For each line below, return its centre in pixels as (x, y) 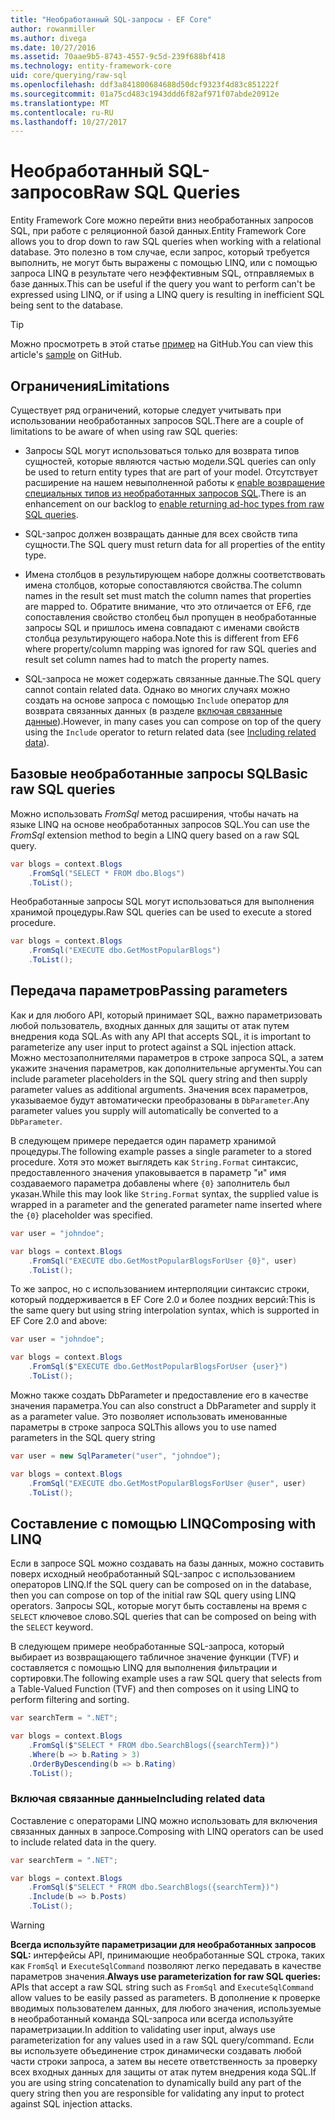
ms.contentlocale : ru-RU (62, 112)
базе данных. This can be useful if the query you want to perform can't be (163, 284)
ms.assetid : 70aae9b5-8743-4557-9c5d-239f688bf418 (118, 57)
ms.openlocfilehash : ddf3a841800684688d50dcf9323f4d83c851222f (145, 85)
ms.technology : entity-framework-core (91, 66)
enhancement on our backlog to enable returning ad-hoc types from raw (174, 504)
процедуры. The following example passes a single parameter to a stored (161, 1151)
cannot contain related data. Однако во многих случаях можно (157, 689)
